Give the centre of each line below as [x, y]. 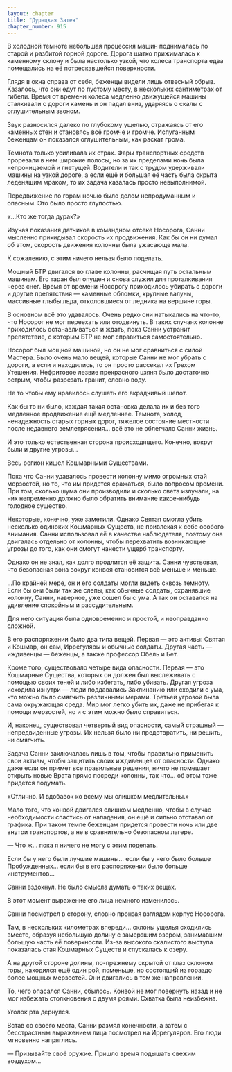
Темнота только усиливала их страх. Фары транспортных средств [106, 153]
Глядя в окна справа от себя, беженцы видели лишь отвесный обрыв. [111, 82]
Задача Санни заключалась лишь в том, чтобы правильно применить [110, 754]
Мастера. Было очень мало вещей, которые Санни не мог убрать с [107, 357]
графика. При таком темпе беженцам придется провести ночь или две [113, 825]
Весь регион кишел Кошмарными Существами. [78, 463]
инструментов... [31, 874]
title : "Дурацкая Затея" [43, 20]
